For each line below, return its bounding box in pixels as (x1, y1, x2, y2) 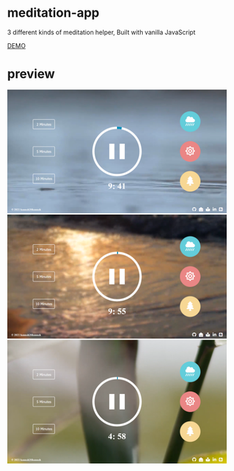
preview (7, 66, 56, 82)
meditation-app (7, 5, 100, 21)
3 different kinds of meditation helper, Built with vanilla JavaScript (7, 28, 196, 36)
